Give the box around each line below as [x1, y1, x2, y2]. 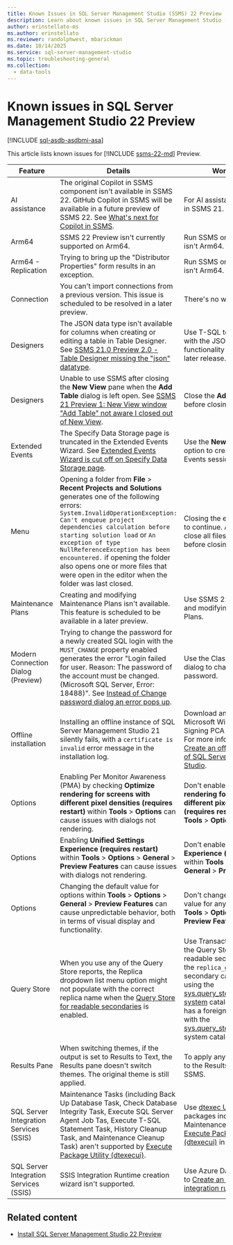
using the [183, 980, 214, 990]
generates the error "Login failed [60, 653, 166, 663]
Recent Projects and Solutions [60, 483, 162, 493]
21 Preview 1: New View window [60, 399, 168, 409]
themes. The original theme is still [60, 1070, 169, 1079]
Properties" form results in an [60, 262, 156, 271]
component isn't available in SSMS [60, 187, 173, 196]
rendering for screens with [60, 789, 150, 799]
